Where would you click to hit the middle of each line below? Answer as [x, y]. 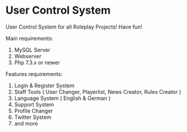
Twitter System [33, 117]
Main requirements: [29, 38]
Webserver [28, 56]
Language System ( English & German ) [62, 98]
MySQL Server [32, 50]
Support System [34, 104]
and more [26, 123]
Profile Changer [33, 111]
